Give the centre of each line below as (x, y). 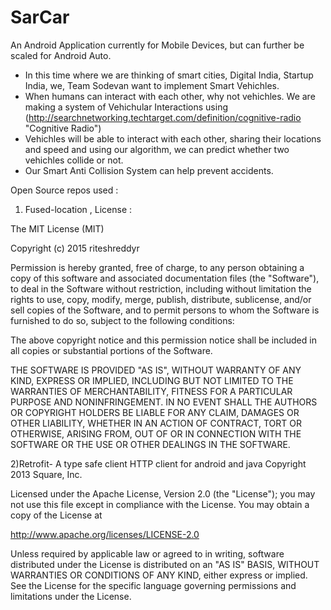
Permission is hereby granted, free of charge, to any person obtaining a (157, 267)
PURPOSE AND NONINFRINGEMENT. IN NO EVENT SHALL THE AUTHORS (164, 402)
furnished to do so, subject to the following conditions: (122, 320)
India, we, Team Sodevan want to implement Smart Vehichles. (152, 85)
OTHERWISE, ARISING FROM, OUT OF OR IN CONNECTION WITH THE (156, 433)
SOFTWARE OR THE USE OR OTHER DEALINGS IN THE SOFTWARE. (150, 444)
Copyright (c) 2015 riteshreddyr (75, 248)
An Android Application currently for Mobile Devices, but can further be (157, 45)
